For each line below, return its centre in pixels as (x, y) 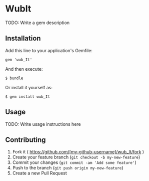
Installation (23, 38)
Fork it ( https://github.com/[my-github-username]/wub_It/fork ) (78, 152)
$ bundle (14, 78)
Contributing (25, 140)
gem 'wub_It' (19, 60)
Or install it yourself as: (29, 87)
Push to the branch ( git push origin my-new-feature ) (68, 168)
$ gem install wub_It (28, 97)
